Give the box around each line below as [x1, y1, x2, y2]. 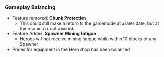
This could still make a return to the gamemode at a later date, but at [19, 20, 159, 26]
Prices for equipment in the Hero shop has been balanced [12, 46, 130, 53]
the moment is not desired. [19, 26, 75, 31]
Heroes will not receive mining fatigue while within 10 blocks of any [19, 36, 157, 42]
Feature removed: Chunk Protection [12, 15, 86, 21]
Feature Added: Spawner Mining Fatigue [12, 31, 96, 37]
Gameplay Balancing [5, 4, 56, 11]
